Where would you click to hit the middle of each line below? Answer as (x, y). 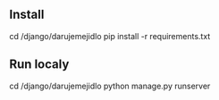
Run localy (39, 65)
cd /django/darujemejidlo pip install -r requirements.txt (110, 36)
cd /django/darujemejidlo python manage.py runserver (110, 86)
